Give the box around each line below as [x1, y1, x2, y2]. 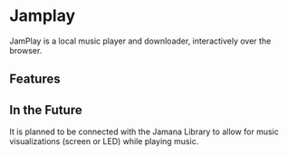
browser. [9, 44, 43, 55]
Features [9, 72, 61, 87]
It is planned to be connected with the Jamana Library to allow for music [9, 126, 279, 137]
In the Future [9, 102, 83, 118]
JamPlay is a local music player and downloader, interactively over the [9, 35, 272, 46]
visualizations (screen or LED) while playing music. [9, 136, 199, 147]
